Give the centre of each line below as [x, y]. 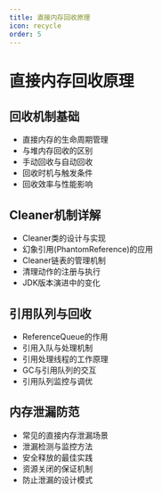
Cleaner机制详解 [55, 215]
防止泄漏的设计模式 [57, 480]
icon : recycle [36, 26]
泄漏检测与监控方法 [57, 446]
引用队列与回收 [50, 313]
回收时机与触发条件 [57, 173]
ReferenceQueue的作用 [65, 337]
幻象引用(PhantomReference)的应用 [87, 250]
